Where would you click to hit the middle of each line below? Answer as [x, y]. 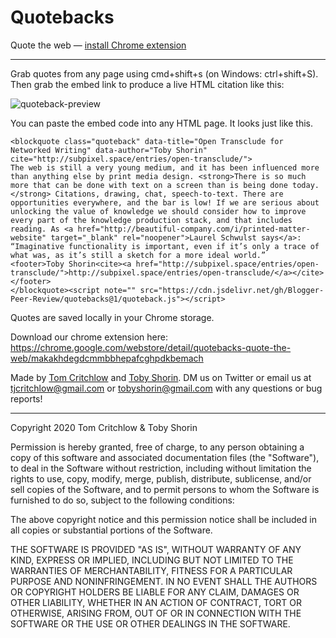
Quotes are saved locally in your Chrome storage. [112, 317]
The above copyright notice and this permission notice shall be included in [163, 519]
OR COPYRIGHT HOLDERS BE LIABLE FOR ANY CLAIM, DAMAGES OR [155, 592]
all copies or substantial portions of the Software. [111, 530]
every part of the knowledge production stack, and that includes [151, 220]
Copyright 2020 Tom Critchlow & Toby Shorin [104, 427]
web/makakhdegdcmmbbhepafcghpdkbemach [107, 358]
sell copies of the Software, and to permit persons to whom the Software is [165, 489]
